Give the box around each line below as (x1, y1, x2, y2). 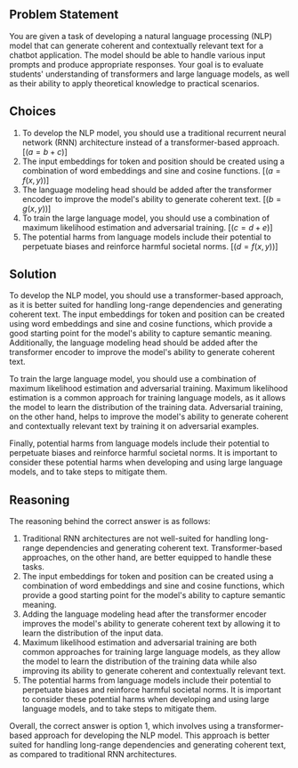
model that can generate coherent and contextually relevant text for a (9, 40, 264, 51)
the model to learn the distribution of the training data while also (21, 656, 258, 667)
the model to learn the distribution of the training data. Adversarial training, (9, 402, 283, 413)
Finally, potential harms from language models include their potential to (9, 438, 270, 449)
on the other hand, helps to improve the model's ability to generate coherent (9, 411, 289, 422)
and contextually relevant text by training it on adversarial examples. (9, 421, 260, 432)
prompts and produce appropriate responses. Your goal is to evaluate (9, 59, 264, 69)
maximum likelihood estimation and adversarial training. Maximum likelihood (9, 383, 288, 394)
